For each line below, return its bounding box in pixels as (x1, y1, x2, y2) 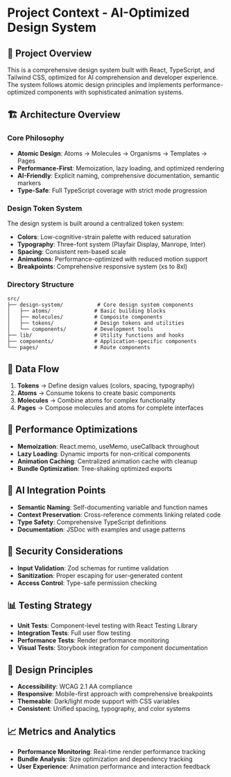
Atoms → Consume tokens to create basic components (17, 389, 176, 397)
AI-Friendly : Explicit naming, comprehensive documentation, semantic (17, 171, 220, 179)
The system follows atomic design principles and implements (7, 81, 182, 88)
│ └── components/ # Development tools (7, 326, 154, 333)
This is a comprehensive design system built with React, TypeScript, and (7, 66, 215, 74)
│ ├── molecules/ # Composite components (7, 314, 163, 321)
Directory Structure (7, 280, 74, 289)
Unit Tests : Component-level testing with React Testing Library (17, 621, 198, 630)
